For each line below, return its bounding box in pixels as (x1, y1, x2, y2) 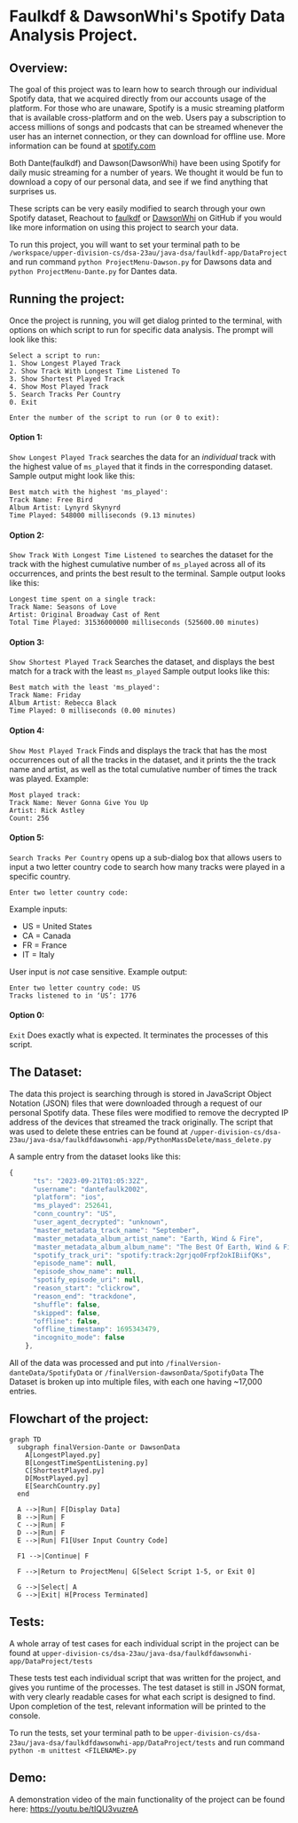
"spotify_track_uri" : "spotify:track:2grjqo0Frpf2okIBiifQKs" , (32, 1251, 272, 1259)
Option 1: (9, 432, 43, 443)
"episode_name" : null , (32, 1259, 117, 1268)
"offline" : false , (32, 1316, 101, 1326)
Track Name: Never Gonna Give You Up (9, 798, 149, 807)
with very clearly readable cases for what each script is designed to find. (9, 1691, 276, 1701)
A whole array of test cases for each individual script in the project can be (9, 1638, 279, 1648)
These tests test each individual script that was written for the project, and (9, 1672, 281, 1683)
